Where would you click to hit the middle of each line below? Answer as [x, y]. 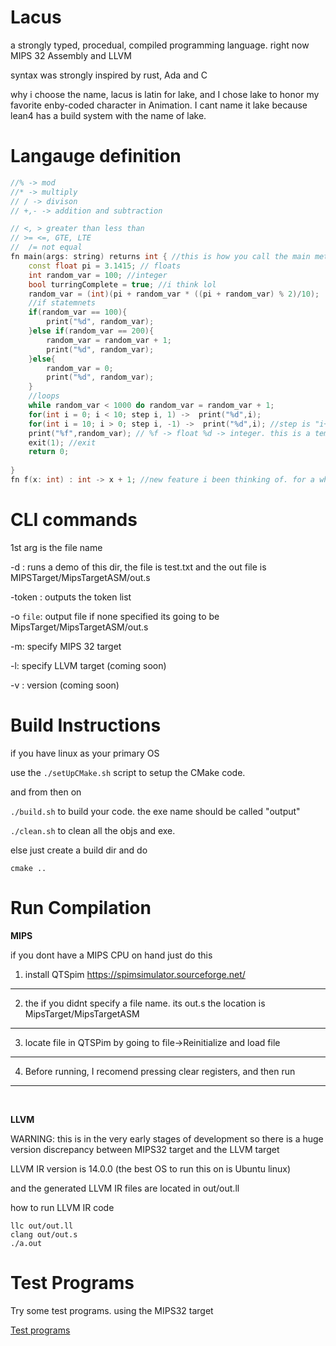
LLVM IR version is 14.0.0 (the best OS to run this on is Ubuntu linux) [151, 1168]
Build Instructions [86, 725]
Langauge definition [96, 156]
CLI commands [74, 520]
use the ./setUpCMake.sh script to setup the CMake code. [128, 772]
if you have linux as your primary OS [85, 753]
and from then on [46, 792]
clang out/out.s [44, 1234]
